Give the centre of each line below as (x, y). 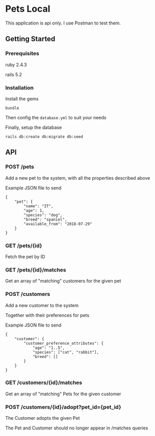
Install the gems (22, 99)
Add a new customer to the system (42, 305)
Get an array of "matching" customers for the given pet (63, 281)
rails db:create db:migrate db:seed (44, 137)
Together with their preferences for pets (47, 315)
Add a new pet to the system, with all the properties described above (78, 178)
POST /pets (20, 167)
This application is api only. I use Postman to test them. (63, 23)
